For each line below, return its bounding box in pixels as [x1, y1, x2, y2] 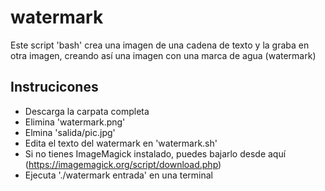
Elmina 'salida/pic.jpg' [24, 126, 116, 138]
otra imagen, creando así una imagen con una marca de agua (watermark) [10, 49, 317, 61]
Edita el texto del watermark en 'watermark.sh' [24, 137, 218, 149]
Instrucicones [10, 79, 99, 96]
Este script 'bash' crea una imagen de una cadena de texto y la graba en [10, 39, 310, 51]
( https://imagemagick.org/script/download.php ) [24, 158, 222, 170]
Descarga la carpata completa [24, 105, 150, 117]
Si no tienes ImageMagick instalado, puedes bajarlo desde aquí [24, 147, 287, 160]
